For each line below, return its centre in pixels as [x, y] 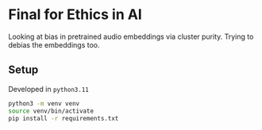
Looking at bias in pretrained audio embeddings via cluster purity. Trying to [131, 36]
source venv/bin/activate [51, 111]
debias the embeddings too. [54, 44]
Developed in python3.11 [48, 89]
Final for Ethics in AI [75, 15]
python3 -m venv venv [44, 103]
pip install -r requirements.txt [64, 118]
